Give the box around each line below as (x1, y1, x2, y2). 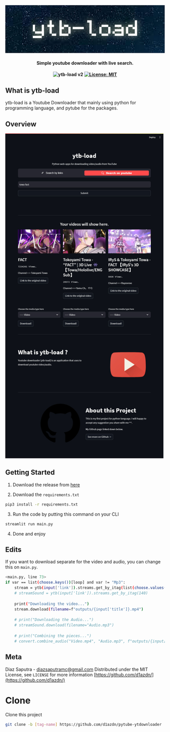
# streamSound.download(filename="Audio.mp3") (14, 623, 114, 628)
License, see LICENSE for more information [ (5, 671, 96, 678)
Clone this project (5, 711, 42, 717)
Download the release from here (12, 481, 80, 488)
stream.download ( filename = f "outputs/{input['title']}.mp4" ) (14, 606, 144, 612)
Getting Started (5, 468, 55, 477)
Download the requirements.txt (12, 491, 79, 497)
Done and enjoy (12, 530, 46, 536)
